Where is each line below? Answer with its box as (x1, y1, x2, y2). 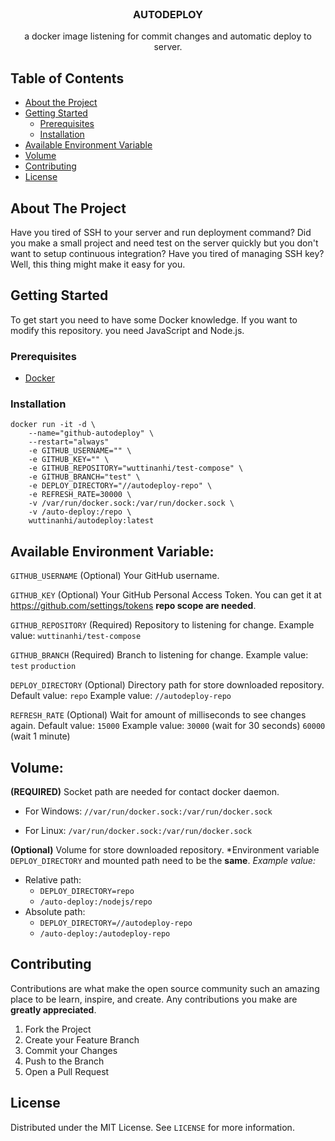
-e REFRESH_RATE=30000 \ (28, 490, 132, 500)
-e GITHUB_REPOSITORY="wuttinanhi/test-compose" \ (28, 463, 244, 474)
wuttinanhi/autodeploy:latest (28, 516, 155, 526)
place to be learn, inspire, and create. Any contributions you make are (10, 993, 298, 1005)
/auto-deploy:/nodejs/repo (39, 897, 153, 907)
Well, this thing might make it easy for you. (10, 258, 186, 270)
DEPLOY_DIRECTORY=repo (39, 886, 135, 896)
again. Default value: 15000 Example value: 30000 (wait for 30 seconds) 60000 (10, 720, 326, 732)
